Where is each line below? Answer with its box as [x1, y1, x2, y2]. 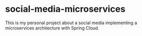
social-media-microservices [5, 3, 126, 15]
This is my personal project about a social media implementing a [5, 20, 138, 26]
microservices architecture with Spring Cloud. [5, 25, 100, 31]
